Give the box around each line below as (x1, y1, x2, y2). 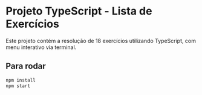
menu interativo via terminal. (5, 44, 77, 51)
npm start (5, 83, 31, 89)
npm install (5, 77, 36, 83)
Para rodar (5, 61, 46, 71)
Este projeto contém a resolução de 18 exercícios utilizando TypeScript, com (5, 37, 196, 44)
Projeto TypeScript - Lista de (5, 4, 152, 18)
